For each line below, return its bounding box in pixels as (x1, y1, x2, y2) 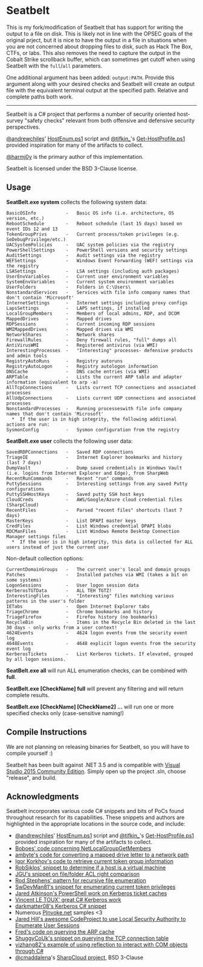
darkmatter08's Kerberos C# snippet (14, 902, 107, 910)
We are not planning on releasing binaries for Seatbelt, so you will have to (6, 743, 190, 750)
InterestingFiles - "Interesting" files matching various (6, 593, 174, 599)
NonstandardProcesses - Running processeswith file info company (6, 405, 182, 411)
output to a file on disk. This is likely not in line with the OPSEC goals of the (6, 30, 193, 37)
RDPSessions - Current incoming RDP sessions (6, 321, 155, 327)
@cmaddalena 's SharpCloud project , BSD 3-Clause (14, 954, 144, 961)
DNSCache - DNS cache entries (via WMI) (6, 368, 150, 374)
